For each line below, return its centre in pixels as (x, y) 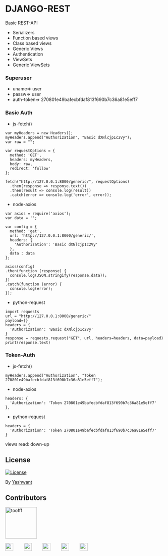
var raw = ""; (20, 142)
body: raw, (21, 164)
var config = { (21, 227)
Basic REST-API (21, 23)
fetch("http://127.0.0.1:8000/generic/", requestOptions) (67, 182)
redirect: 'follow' (30, 168)
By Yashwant (19, 482)
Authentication (28, 54)
